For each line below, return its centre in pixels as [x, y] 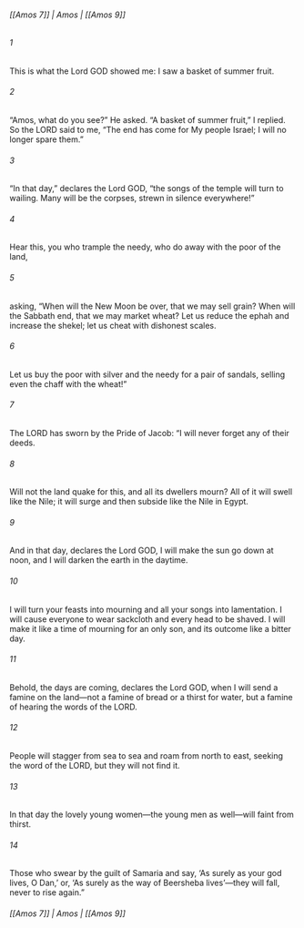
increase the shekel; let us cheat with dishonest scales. [113, 325]
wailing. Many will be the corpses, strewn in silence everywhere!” [132, 199]
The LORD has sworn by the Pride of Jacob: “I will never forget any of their [149, 433]
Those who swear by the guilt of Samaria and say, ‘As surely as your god [146, 873]
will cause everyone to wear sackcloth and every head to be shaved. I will [147, 619]
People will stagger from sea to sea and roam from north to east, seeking [147, 756]
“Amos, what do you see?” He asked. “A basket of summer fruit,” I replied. [148, 120]
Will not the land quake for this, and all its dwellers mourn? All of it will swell [151, 492]
